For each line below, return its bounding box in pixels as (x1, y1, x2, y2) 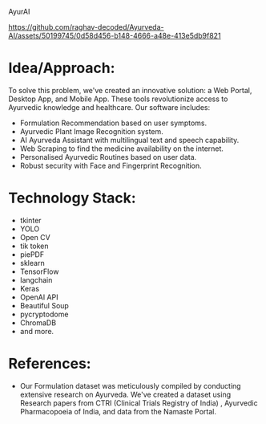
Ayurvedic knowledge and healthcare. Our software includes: (8, 102, 211, 112)
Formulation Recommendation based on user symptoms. (19, 118, 207, 128)
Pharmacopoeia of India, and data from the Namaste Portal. (19, 406, 216, 416)
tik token (19, 241, 50, 251)
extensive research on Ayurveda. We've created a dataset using (19, 389, 231, 399)
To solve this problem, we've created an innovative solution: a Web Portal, (8, 85, 252, 95)
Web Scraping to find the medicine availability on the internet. (19, 144, 224, 153)
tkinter (19, 215, 42, 225)
